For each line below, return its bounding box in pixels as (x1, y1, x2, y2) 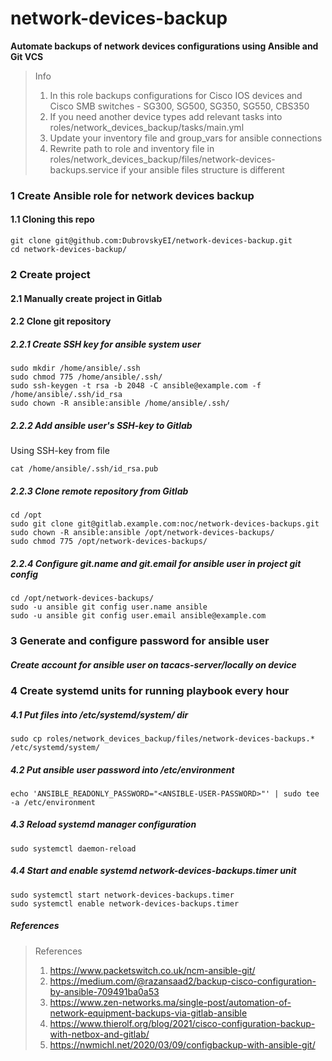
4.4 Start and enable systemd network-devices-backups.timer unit (10, 865, 297, 877)
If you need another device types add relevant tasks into (49, 110, 283, 122)
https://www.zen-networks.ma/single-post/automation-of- (49, 996, 292, 1008)
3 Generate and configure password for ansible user (10, 633, 270, 647)
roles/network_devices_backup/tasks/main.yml (49, 121, 245, 133)
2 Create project (10, 267, 91, 281)
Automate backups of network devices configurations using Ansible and (10, 40, 319, 52)
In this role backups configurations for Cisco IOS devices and (49, 89, 303, 101)
